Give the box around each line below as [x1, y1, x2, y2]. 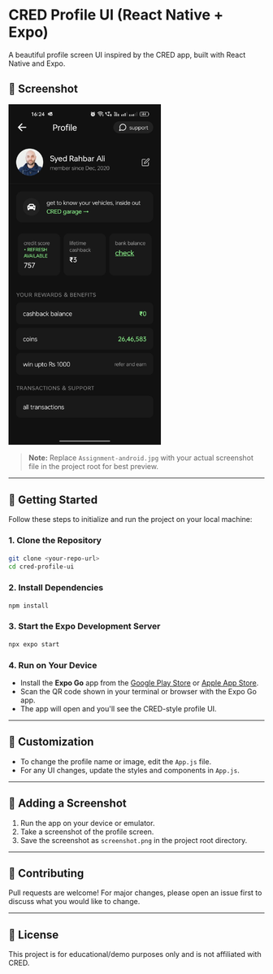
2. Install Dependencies [8, 582, 104, 594]
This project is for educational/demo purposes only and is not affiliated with [8, 950, 262, 959]
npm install [8, 602, 49, 610]
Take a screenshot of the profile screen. [19, 827, 154, 837]
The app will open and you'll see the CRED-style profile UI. [19, 703, 217, 713]
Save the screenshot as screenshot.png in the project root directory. [19, 835, 248, 845]
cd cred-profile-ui [8, 563, 75, 571]
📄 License [8, 928, 59, 941]
